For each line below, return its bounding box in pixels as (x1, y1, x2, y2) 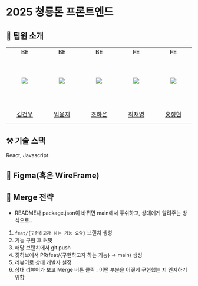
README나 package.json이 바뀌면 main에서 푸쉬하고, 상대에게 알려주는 (14, 209, 181, 216)
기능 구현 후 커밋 (14, 236, 53, 243)
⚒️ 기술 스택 (6, 135, 46, 145)
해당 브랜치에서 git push (14, 243, 71, 251)
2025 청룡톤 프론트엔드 (6, 5, 114, 19)
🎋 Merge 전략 (6, 193, 54, 203)
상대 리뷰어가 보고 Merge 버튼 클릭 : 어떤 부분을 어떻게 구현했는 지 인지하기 (14, 266, 187, 273)
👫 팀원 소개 (6, 31, 44, 41)
